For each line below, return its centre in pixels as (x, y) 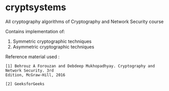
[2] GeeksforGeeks (25, 84)
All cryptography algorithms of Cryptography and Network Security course (85, 21)
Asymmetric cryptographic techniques (53, 47)
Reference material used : (33, 56)
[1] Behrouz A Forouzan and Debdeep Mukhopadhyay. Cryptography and (80, 66)
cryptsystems (36, 7)
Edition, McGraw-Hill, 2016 (35, 75)
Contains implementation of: (35, 31)
